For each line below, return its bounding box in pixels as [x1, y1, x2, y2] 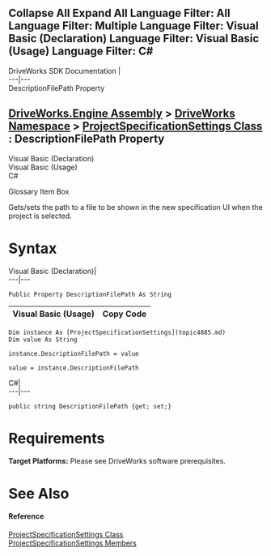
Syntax [8, 239, 57, 258]
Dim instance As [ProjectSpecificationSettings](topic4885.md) [8, 328, 227, 336]
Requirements [8, 429, 105, 447]
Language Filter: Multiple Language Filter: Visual [8, 19, 259, 33]
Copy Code [102, 308, 147, 319]
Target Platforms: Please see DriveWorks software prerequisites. [8, 455, 227, 465]
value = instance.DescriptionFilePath [8, 364, 139, 372]
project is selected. [8, 211, 73, 220]
